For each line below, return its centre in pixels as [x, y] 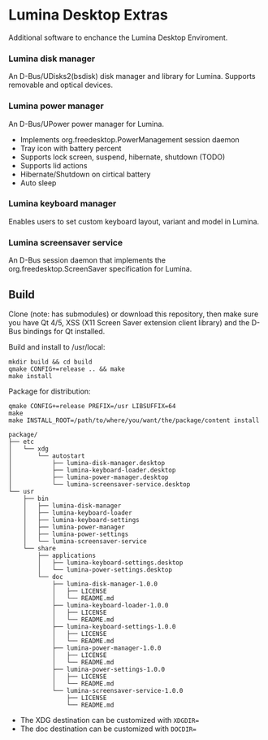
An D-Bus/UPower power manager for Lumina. [86, 124]
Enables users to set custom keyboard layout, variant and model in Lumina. [134, 221]
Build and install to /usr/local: [57, 346]
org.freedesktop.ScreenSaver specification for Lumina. [100, 269]
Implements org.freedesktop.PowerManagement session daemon [130, 139]
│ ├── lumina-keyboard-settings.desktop [110, 563]
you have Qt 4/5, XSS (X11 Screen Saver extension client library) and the [129, 322]
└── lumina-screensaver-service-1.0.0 [117, 690]
